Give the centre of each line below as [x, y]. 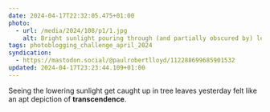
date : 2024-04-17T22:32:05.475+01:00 [72, 16]
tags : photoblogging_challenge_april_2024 [80, 46]
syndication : [30, 53]
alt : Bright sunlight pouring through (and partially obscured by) [138, 38]
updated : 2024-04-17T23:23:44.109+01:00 [77, 68]
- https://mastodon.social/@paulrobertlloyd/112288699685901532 [125, 61]
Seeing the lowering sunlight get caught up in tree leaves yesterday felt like [133, 90]
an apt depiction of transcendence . [67, 99]
